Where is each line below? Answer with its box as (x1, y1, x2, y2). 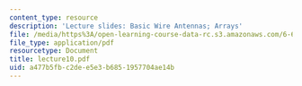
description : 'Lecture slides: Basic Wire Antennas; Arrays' (9, 21, 244, 30)
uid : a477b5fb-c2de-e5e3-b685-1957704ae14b (9, 64, 175, 73)
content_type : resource (9, 13, 99, 22)
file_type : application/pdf (9, 38, 115, 47)
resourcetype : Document (9, 47, 99, 56)
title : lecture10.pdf (9, 55, 91, 64)
